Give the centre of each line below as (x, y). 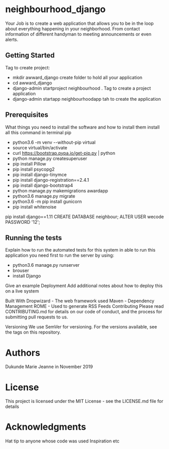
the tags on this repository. (33, 332)
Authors (23, 353)
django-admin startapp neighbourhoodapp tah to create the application (87, 99)
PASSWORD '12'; (23, 222)
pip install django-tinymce (40, 174)
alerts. (12, 39)
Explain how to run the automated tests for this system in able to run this (80, 250)
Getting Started (30, 55)
